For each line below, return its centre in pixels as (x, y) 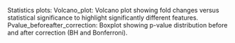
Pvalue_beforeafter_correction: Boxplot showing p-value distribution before (117, 25)
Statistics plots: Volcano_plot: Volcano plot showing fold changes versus (113, 10)
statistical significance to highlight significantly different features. (103, 18)
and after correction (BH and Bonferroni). (67, 32)
